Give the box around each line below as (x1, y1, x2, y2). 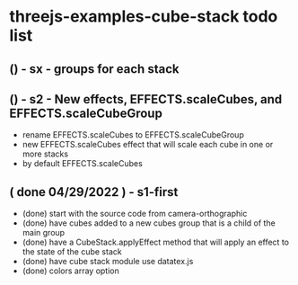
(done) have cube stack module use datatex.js (22, 256, 194, 267)
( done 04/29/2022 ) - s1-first (9, 184, 179, 200)
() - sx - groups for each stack (9, 61, 180, 76)
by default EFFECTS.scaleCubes (22, 158, 144, 169)
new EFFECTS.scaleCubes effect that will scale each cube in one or (22, 139, 274, 150)
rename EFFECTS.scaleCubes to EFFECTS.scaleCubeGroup (22, 129, 244, 140)
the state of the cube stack (22, 246, 123, 257)
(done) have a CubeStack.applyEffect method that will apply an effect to (22, 236, 290, 248)
